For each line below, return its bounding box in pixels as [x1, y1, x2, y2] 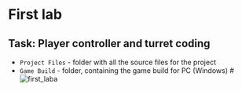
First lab [8, 5, 63, 24]
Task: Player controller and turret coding [8, 37, 211, 50]
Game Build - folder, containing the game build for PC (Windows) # [19, 66, 234, 75]
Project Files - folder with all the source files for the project [19, 57, 216, 67]
